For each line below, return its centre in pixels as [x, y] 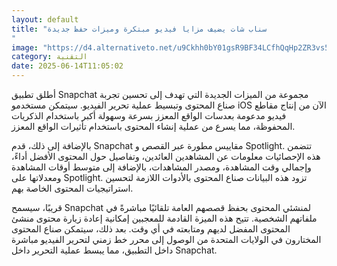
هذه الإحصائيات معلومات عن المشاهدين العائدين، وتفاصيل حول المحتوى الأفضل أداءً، [166, 156]
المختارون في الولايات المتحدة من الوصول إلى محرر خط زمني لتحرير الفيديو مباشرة [166, 239]
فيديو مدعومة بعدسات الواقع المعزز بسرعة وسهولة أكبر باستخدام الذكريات [149, 115]
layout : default [45, 19]
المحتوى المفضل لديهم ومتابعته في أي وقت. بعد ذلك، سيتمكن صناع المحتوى [151, 229]
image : [25, 47]
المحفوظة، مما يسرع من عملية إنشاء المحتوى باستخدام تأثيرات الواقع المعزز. [153, 126]
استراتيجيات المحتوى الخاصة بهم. [72, 188]
